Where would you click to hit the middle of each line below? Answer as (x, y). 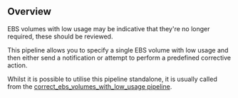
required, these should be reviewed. (60, 36)
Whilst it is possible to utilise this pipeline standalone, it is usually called (112, 79)
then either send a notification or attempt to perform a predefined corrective (119, 58)
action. (17, 65)
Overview (30, 12)
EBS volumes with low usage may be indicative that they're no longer (109, 28)
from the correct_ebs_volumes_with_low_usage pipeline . (90, 86)
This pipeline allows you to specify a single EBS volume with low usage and (118, 50)
